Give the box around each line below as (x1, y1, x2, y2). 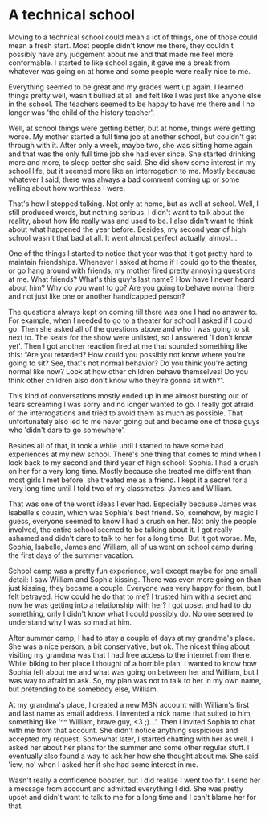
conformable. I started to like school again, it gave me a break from (8, 58, 230, 68)
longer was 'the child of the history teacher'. (8, 107, 155, 118)
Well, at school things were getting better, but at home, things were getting (8, 123, 255, 133)
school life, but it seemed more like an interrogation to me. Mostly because (8, 166, 255, 175)
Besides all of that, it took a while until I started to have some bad (8, 440, 224, 450)
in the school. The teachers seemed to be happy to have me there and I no (8, 99, 255, 109)
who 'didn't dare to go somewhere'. (8, 425, 126, 435)
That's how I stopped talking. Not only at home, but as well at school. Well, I (8, 199, 259, 208)
